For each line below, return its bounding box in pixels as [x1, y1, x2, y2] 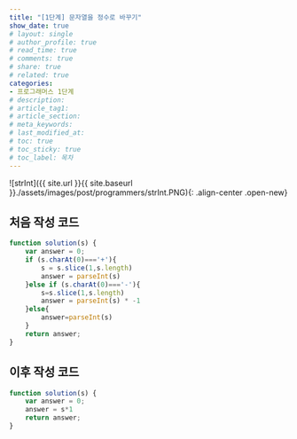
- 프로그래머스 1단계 [9, 87, 74, 96]
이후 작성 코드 [9, 365, 80, 380]
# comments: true [9, 54, 74, 63]
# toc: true [9, 137, 53, 145]
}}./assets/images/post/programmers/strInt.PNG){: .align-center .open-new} [9, 187, 288, 198]
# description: [9, 95, 66, 105]
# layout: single [9, 29, 74, 38]
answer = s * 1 [25, 405, 74, 414]
